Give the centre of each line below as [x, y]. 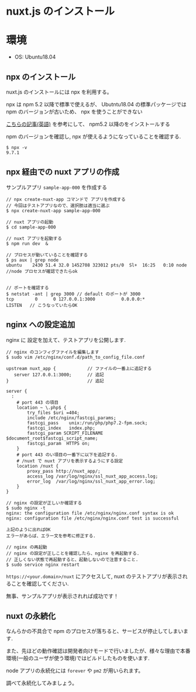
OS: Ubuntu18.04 [35, 57]
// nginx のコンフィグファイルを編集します [53, 352]
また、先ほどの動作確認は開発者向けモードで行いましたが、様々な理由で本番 [98, 651]
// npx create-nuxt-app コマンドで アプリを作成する [66, 199]
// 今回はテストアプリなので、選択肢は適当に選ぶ [58, 205]
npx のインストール [41, 77]
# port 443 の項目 [38, 402]
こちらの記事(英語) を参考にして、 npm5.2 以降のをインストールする [88, 124]
